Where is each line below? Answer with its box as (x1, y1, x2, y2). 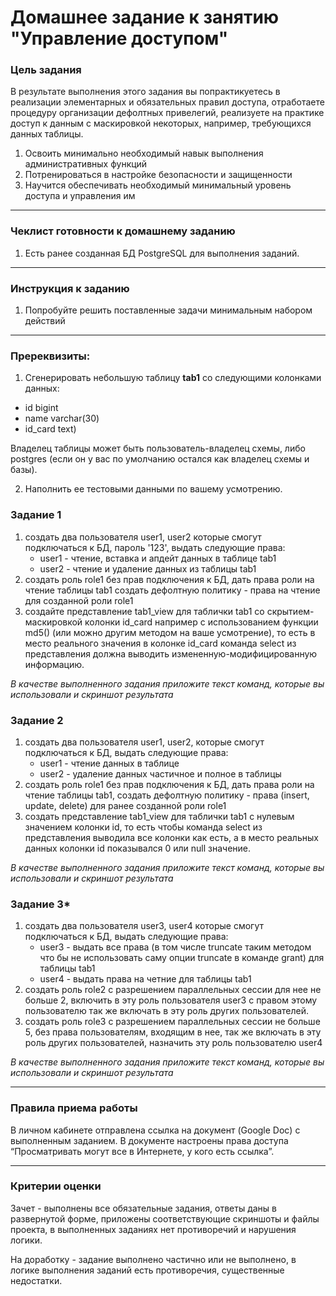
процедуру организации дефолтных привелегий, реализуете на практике (10, 107, 325, 119)
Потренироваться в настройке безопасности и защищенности (24, 169, 293, 181)
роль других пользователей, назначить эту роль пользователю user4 (24, 1037, 323, 1049)
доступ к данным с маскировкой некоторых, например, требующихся (10, 117, 312, 130)
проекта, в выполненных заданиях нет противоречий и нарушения (10, 1223, 297, 1235)
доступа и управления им (24, 190, 136, 202)
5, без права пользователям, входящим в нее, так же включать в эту (24, 1026, 322, 1038)
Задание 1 (10, 508, 62, 522)
